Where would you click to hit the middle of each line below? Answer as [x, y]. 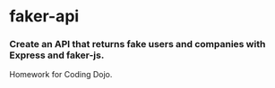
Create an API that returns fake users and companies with [137, 44]
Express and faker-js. [57, 55]
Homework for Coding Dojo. [61, 75]
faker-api [44, 16]
